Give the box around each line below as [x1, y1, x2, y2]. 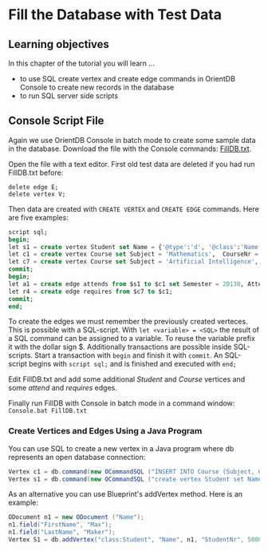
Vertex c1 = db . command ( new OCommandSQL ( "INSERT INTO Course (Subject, [8, 467, 255, 476]
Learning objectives [8, 38, 110, 51]
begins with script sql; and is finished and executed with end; [29, 359, 237, 369]
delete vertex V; [8, 190, 66, 198]
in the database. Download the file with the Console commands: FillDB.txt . [8, 144, 252, 153]
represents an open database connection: [8, 452, 146, 462]
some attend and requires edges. [8, 383, 118, 393]
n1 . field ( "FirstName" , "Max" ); [8, 521, 112, 529]
